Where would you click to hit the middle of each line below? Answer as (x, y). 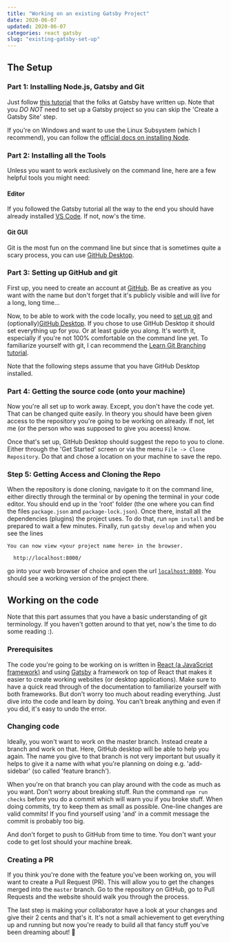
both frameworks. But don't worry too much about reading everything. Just (114, 694)
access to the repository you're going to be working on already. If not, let (111, 421)
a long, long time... (33, 302)
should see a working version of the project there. (78, 579)
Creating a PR (30, 859)
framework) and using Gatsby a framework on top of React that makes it (110, 672)
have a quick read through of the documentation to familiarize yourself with (114, 687)
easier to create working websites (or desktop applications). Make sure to (112, 679)
